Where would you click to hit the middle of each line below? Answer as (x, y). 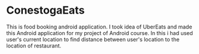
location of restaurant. (34, 46)
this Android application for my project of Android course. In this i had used (99, 33)
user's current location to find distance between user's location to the (93, 39)
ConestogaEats (46, 10)
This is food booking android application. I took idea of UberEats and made (99, 27)
